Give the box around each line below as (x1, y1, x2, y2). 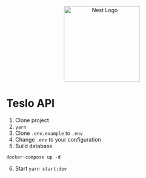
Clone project (15, 116, 50, 124)
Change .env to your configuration (15, 135, 101, 143)
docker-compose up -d (6, 154, 61, 160)
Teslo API (6, 97, 55, 111)
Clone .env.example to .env (15, 129, 83, 137)
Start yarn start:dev (15, 165, 67, 172)
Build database (15, 142, 53, 149)
